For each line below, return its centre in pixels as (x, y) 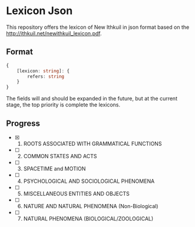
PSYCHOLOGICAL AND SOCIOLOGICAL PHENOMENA (89, 181)
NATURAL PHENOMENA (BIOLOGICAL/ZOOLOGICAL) (88, 218)
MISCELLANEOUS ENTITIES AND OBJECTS (76, 193)
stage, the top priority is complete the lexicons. (63, 105)
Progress (23, 123)
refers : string (46, 76)
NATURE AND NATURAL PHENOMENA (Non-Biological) (91, 206)
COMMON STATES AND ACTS (60, 156)
